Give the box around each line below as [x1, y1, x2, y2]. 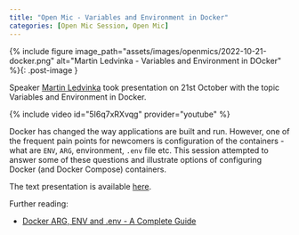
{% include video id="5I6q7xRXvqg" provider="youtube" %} [9, 109, 230, 119]
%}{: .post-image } [9, 64, 78, 76]
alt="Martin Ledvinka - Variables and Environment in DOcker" [56, 55, 282, 66]
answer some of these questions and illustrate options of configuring [9, 154, 263, 165]
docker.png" [9, 55, 55, 66]
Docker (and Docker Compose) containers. [9, 164, 167, 174]
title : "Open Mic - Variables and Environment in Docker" [9, 12, 229, 22]
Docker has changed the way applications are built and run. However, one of [9, 126, 290, 136]
